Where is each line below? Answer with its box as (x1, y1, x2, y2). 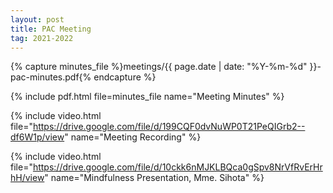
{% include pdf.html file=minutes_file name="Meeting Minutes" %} (10, 91, 285, 103)
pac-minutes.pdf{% (10, 71, 92, 83)
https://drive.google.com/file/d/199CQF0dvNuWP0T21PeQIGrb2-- (32, 121, 306, 133)
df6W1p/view (10, 131, 65, 143)
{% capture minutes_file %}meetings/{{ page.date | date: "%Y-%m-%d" (10, 61, 308, 73)
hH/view (10, 172, 45, 184)
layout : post (10, 14, 65, 25)
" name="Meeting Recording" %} (64, 131, 202, 143)
